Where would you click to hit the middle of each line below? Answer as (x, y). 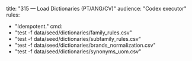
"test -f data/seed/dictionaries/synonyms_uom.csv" (78, 52)
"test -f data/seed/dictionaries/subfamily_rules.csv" (78, 39)
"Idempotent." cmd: (39, 26)
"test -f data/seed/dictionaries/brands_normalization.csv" (85, 45)
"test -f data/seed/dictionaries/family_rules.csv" (73, 33)
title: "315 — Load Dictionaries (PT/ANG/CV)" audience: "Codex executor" (96, 9)
